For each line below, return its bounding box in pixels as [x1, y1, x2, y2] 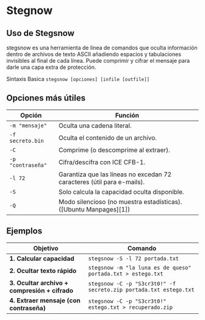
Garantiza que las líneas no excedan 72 [59, 170, 172, 179]
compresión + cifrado [9, 286, 74, 294]
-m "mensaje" [9, 122, 48, 129]
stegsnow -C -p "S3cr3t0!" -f [88, 280, 176, 287]
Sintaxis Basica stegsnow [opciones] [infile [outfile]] [6, 76, 150, 82]
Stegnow [6, 4, 53, 18]
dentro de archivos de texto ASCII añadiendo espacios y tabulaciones [6, 51, 182, 58]
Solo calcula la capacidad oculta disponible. [59, 187, 184, 196]
